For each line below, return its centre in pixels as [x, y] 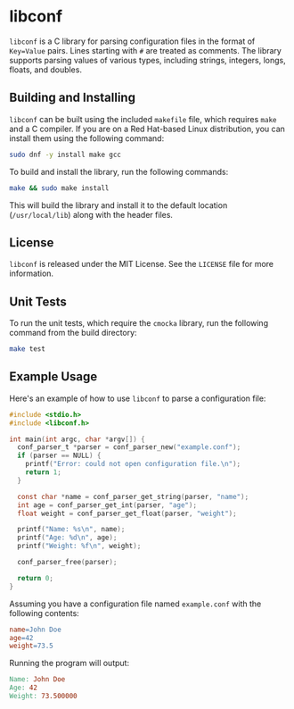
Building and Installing [73, 98]
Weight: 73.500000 [43, 696]
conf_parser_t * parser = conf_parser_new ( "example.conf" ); [129, 447]
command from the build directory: [73, 333]
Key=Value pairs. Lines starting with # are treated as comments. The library [146, 50]
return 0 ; [35, 578]
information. [32, 273]
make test [28, 349]
